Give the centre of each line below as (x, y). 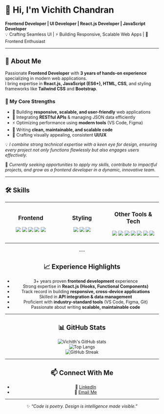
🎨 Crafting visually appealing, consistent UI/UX (59, 135)
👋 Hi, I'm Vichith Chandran (60, 10)
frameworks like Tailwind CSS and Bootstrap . (51, 89)
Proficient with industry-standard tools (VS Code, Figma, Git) (86, 302)
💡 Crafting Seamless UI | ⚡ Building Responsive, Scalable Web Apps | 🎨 (77, 34)
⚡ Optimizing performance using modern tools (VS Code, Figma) (77, 123)
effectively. (16, 155)
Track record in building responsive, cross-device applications (86, 291)
